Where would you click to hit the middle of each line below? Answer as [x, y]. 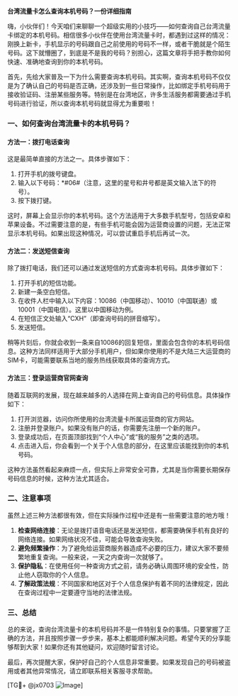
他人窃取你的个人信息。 [58, 575]
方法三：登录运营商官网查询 [48, 377]
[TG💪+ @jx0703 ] [45, 685]
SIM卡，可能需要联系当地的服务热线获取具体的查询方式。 [91, 360]
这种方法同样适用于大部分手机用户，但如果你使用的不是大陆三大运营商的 [125, 351]
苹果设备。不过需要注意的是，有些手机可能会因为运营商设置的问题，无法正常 [119, 225]
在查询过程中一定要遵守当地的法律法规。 [76, 592]
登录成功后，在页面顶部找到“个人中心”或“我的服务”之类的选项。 [110, 436]
